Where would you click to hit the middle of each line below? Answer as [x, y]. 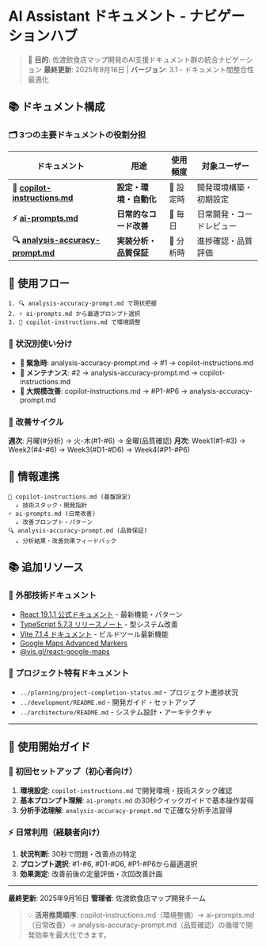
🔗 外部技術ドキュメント [53, 595]
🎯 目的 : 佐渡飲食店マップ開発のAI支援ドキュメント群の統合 [123, 60]
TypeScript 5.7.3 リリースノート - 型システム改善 [99, 624]
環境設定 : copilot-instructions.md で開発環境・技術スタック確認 [126, 790]
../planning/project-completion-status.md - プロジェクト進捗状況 [129, 692]
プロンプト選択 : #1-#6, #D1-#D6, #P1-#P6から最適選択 [108, 864]
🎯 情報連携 [34, 477]
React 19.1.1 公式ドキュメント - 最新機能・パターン [101, 614]
